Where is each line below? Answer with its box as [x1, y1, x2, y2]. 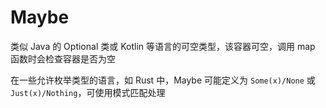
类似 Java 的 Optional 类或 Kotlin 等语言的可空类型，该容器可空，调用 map [10, 40, 316, 52]
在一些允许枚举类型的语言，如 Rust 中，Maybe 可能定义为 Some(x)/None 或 [10, 74, 316, 86]
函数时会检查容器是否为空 [10, 52, 116, 65]
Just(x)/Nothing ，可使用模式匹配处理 [10, 86, 166, 98]
